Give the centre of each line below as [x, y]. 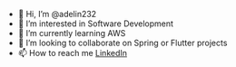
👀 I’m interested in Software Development [96, 24]
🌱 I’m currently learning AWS [72, 33]
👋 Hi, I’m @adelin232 [57, 14]
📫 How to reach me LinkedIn [73, 53]
